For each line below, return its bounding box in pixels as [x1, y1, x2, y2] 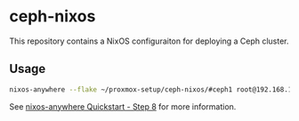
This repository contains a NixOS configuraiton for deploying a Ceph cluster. [9, 36, 289, 46]
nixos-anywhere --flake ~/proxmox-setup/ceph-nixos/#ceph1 [9, 85, 233, 94]
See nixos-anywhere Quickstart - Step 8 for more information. [9, 101, 237, 112]
